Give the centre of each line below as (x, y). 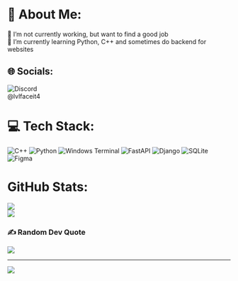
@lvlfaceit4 (24, 96)
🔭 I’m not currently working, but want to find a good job (88, 34)
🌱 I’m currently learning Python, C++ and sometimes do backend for (107, 41)
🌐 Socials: (30, 71)
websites (21, 49)
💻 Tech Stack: (51, 126)
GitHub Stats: (48, 187)
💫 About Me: (45, 15)
